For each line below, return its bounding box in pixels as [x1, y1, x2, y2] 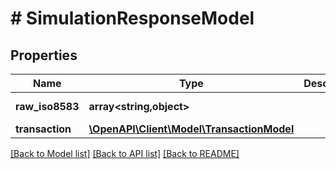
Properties [10, 47, 78, 64]
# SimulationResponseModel [10, 7, 255, 30]
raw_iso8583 [15, 100, 80, 113]
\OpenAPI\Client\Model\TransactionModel [88, 122, 295, 136]
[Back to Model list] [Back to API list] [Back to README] [10, 148, 240, 159]
